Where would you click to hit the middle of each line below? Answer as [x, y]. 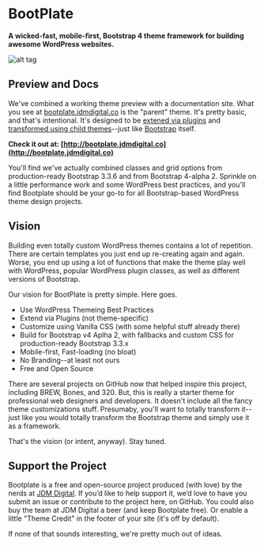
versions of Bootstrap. [44, 279]
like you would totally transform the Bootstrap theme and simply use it [136, 417]
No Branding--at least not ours [70, 360]
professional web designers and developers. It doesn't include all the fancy [130, 400]
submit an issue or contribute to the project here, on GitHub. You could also [131, 502]
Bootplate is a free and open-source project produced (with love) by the [125, 485]
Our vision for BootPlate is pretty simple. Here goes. [93, 294]
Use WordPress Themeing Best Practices [87, 309]
